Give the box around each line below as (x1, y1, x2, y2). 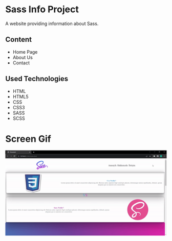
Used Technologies (5, 75, 68, 83)
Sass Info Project (5, 4, 79, 15)
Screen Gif (5, 133, 51, 144)
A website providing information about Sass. (5, 20, 99, 27)
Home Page (12, 49, 38, 55)
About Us (12, 54, 33, 60)
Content (5, 35, 32, 44)
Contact (12, 60, 30, 66)
